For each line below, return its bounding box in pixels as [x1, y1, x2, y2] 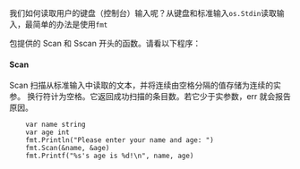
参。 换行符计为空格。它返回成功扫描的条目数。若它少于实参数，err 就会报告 [9, 91, 291, 102]
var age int [25, 128, 70, 137]
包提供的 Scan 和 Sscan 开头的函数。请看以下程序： [9, 38, 201, 48]
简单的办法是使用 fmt [32, 19, 108, 30]
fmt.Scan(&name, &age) [25, 144, 110, 153]
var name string [25, 120, 87, 130]
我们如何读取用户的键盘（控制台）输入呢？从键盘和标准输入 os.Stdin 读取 [9, 8, 278, 18]
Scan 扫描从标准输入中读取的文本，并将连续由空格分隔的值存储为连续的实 [9, 80, 282, 91]
